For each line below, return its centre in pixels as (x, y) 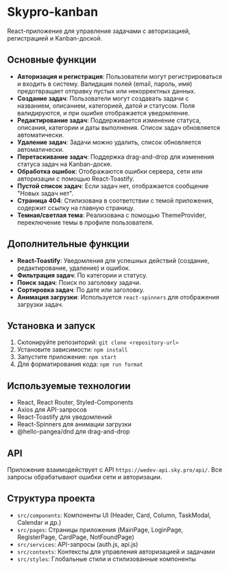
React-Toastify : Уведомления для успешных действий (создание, (113, 260)
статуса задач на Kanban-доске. (64, 164)
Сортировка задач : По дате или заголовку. (81, 290)
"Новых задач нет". (45, 193)
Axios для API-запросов (52, 410)
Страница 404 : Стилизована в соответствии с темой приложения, (115, 201)
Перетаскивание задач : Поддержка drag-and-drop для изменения (116, 157)
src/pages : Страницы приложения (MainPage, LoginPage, (100, 529)
